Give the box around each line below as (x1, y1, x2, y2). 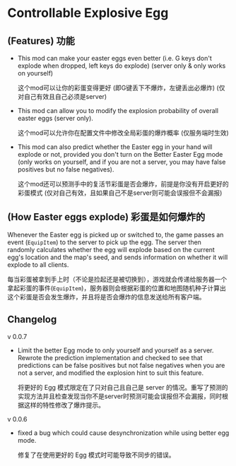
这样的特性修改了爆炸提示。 (23, 400, 105, 409)
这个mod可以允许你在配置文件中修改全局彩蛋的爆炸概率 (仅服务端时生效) (17, 129, 230, 137)
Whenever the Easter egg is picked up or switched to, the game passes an (7, 230, 224, 239)
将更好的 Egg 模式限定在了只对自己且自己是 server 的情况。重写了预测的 (17, 383, 228, 391)
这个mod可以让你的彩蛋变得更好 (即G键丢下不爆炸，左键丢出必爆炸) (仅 (17, 83, 225, 92)
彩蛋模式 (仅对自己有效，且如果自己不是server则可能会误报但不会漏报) (17, 189, 223, 197)
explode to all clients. (7, 260, 69, 269)
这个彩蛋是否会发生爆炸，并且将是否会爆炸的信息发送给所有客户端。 (7, 292, 206, 301)
